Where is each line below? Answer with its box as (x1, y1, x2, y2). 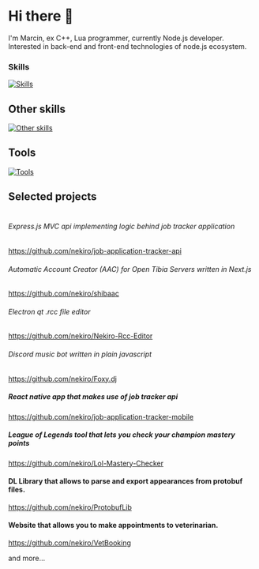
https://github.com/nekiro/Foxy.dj (8, 374, 117, 383)
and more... (8, 553, 46, 563)
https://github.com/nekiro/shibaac (8, 288, 120, 299)
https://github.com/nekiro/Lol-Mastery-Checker (8, 458, 164, 468)
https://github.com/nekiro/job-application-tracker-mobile (8, 412, 194, 421)
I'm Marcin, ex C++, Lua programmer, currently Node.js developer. (8, 33, 224, 43)
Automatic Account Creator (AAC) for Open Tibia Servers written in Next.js (8, 264, 252, 273)
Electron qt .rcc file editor (8, 307, 91, 316)
